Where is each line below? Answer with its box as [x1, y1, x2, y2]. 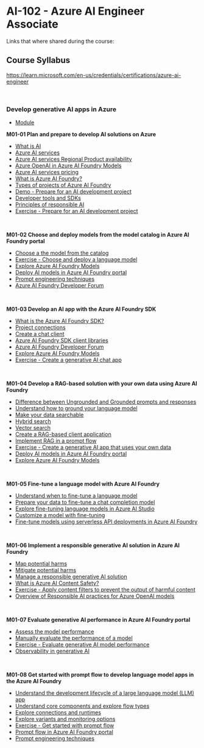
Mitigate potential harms [15, 567, 77, 574]
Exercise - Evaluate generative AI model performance [15, 641, 150, 648]
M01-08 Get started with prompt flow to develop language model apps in [6, 671, 194, 678]
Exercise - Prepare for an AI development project [15, 208, 138, 215]
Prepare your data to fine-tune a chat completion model [15, 499, 155, 506]
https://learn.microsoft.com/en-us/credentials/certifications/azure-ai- [6, 71, 181, 79]
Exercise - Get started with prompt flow [15, 722, 114, 729]
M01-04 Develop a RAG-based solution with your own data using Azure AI [6, 380, 198, 387]
